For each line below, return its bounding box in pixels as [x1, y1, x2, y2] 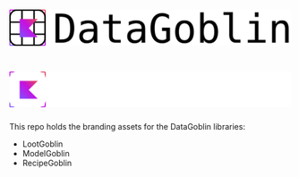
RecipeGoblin [21, 157, 73, 169]
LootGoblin [21, 139, 64, 149]
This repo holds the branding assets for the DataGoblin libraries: [9, 122, 246, 132]
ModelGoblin [21, 148, 70, 159]
